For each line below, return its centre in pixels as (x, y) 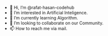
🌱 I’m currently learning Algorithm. (44, 18)
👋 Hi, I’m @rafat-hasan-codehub (42, 8)
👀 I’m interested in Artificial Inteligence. (49, 13)
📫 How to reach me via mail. (39, 28)
